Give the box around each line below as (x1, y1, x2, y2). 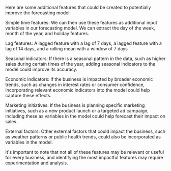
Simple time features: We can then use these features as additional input (5, 20, 158, 25)
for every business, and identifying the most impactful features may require (5, 155, 163, 160)
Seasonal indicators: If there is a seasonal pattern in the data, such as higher (5, 55, 166, 62)
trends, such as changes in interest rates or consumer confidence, (5, 81, 145, 88)
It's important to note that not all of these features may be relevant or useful (5, 149, 164, 155)
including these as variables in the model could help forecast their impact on (5, 113, 166, 119)
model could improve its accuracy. (5, 66, 77, 72)
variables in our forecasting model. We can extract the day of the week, (5, 25, 155, 31)
